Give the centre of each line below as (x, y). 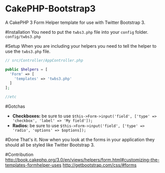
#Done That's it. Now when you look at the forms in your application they (80, 140)
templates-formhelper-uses (33, 165)
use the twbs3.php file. (28, 51)
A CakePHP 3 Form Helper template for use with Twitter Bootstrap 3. (75, 22)
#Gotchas (15, 106)
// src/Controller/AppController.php (44, 60)
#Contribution (19, 155)
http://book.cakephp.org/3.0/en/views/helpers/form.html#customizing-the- (82, 160)
